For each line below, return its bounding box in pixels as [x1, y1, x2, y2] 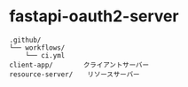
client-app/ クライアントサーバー [9, 60, 149, 69]
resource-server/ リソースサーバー [9, 69, 140, 79]
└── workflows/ [9, 43, 66, 52]
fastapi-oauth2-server [9, 6, 179, 27]
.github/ [9, 36, 42, 44]
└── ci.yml [25, 51, 66, 59]
